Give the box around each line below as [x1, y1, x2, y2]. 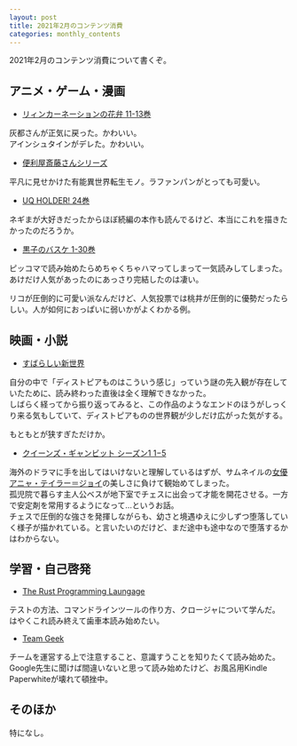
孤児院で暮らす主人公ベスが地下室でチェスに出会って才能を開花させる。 [9, 489, 273, 499]
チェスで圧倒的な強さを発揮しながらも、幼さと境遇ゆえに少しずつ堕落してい [9, 512, 288, 521]
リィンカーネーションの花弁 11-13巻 [21, 108, 152, 120]
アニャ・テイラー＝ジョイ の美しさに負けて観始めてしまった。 [9, 478, 235, 488]
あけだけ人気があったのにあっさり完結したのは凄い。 [9, 274, 204, 285]
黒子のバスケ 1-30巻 [21, 244, 96, 255]
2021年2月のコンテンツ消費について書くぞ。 [9, 55, 171, 66]
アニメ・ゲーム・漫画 [9, 83, 126, 99]
